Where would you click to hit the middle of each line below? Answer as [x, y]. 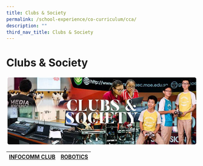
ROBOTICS [74, 157]
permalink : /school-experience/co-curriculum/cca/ [72, 19]
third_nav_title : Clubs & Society [50, 32]
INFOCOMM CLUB [32, 157]
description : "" [27, 26]
